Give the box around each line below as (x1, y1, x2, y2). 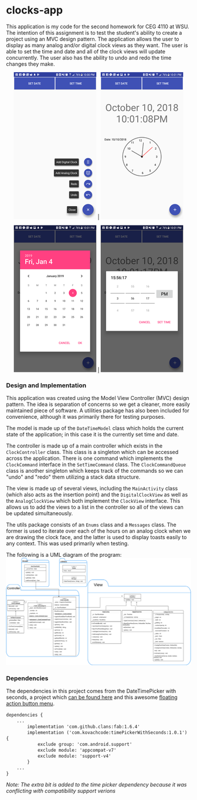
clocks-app (6, 4, 63, 17)
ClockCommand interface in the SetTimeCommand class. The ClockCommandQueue (6, 461, 186, 468)
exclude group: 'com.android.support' (37, 741, 133, 748)
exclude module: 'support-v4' (37, 753, 111, 759)
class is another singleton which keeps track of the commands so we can (6, 468, 184, 475)
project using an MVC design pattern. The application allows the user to (6, 35, 179, 42)
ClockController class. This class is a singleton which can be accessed (6, 449, 179, 456)
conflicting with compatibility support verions (6, 788, 116, 795)
